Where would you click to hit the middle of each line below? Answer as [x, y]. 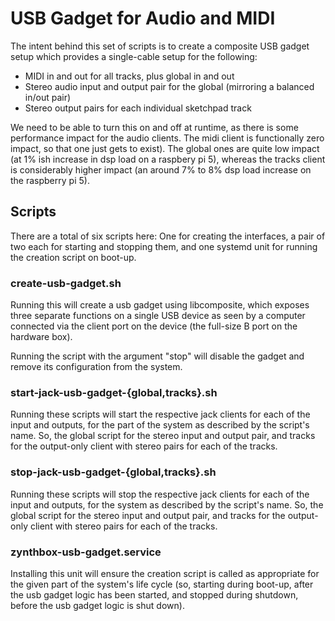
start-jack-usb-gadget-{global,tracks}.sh [114, 392]
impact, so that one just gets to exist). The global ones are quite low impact [165, 148]
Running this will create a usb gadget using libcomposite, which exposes [160, 305]
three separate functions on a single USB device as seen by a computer [158, 316]
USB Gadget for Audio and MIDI [143, 18]
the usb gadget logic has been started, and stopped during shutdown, [154, 594]
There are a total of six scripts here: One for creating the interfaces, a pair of [168, 236]
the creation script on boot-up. [73, 257]
